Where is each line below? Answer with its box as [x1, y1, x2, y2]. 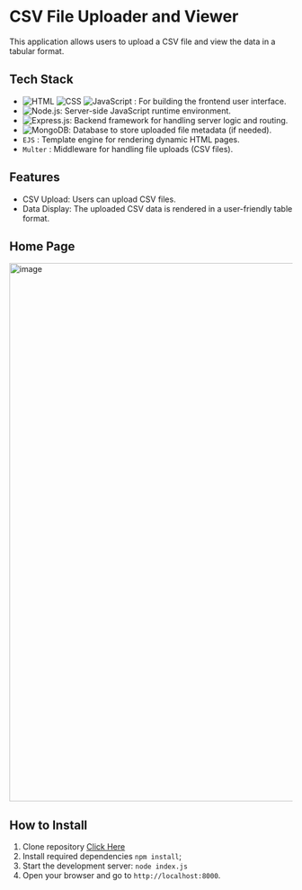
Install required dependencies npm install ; [22, 851, 182, 862]
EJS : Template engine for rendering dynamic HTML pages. [22, 133, 240, 145]
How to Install [9, 817, 88, 832]
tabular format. [9, 45, 65, 56]
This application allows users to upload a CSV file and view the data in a [9, 36, 276, 47]
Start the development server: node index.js [22, 860, 189, 871]
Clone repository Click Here [22, 841, 126, 852]
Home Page [9, 239, 75, 254]
